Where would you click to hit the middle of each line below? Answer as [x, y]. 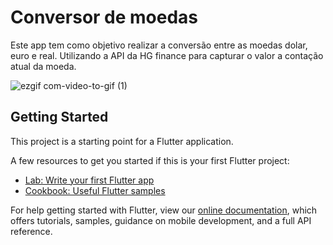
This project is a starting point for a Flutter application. [122, 141]
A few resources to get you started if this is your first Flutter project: [150, 160]
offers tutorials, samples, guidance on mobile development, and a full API [161, 220]
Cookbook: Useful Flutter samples [95, 190]
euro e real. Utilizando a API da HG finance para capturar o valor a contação [167, 55]
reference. [31, 231]
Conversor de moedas [104, 17]
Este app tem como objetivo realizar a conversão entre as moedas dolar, [159, 45]
